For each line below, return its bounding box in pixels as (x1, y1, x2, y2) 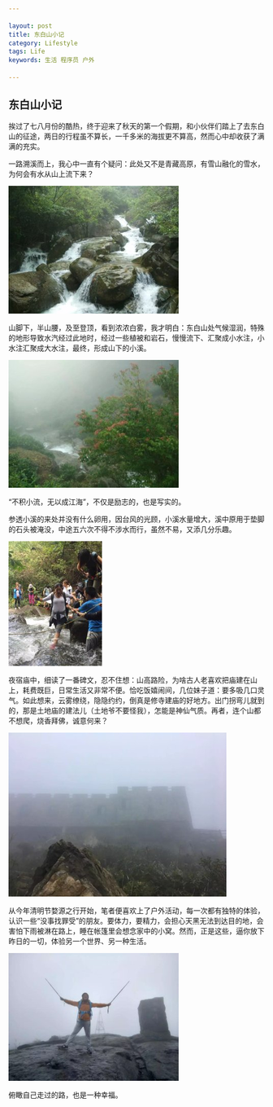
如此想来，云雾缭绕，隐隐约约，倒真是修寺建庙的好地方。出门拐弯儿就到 (22, 695, 265, 705)
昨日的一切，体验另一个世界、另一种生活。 (8, 936, 151, 946)
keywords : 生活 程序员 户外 (8, 56, 95, 64)
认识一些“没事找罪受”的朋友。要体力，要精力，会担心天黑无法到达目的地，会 (8, 916, 264, 925)
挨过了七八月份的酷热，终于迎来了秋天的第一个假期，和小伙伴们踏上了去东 (8, 121, 258, 130)
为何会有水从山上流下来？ (8, 169, 94, 178)
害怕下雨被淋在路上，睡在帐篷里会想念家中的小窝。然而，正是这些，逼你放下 (8, 925, 265, 936)
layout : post (8, 21, 53, 30)
